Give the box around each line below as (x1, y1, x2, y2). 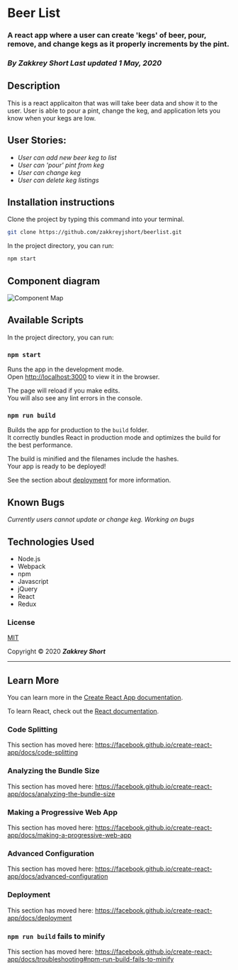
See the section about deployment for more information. (7, 476, 171, 485)
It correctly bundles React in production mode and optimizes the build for (7, 434, 221, 442)
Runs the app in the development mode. (7, 365, 124, 373)
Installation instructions (7, 196, 115, 208)
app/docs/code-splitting (7, 748, 79, 757)
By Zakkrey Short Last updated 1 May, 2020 (7, 58, 162, 68)
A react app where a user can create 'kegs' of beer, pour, (7, 30, 207, 40)
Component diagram (7, 275, 101, 287)
